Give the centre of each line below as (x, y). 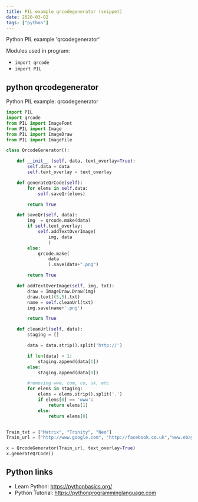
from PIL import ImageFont (39, 123)
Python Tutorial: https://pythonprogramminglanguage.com (85, 493)
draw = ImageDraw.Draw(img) (62, 291)
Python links (29, 472)
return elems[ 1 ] (68, 405)
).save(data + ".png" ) (73, 265)
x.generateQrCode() (30, 454)
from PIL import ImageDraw (39, 134)
